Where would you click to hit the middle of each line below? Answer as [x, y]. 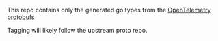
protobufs [21, 17]
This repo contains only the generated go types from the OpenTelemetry [109, 10]
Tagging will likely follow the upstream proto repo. [78, 30]
